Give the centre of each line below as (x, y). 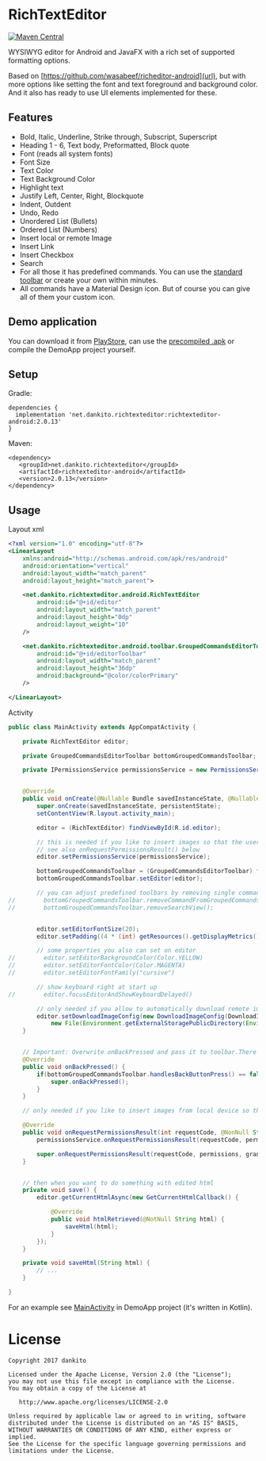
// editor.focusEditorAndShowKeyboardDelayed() (101, 994)
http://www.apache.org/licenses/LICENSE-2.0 (93, 1402)
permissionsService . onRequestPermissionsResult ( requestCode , (140, 1140)
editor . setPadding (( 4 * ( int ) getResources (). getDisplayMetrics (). (150, 936)
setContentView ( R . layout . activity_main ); (106, 813)
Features (30, 118)
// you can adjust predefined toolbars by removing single (136, 893)
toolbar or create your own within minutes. (89, 280)
